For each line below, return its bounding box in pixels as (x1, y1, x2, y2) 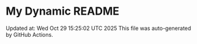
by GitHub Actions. (6, 31, 53, 38)
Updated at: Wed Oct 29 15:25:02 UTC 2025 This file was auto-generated (6, 24, 191, 32)
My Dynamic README (6, 4, 120, 18)
